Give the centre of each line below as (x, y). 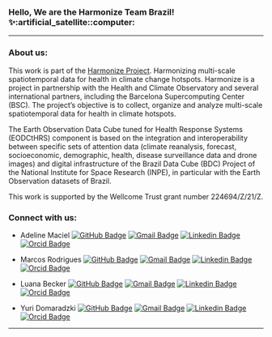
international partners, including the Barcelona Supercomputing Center (127, 96)
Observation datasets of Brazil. (60, 181)
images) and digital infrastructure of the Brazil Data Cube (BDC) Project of (132, 164)
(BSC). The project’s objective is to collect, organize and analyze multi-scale (136, 105)
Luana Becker (43, 284)
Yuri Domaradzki (48, 308)
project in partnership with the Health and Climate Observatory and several (134, 87)
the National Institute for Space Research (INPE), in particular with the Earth (134, 172)
